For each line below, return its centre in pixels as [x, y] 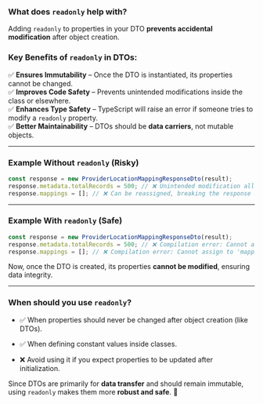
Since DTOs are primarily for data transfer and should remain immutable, [126, 384]
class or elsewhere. [40, 100]
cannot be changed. [40, 83]
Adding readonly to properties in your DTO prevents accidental [110, 29]
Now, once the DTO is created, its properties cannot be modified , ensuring [129, 267]
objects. [21, 135]
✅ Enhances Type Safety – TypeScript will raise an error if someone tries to [131, 109]
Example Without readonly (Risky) [74, 162]
